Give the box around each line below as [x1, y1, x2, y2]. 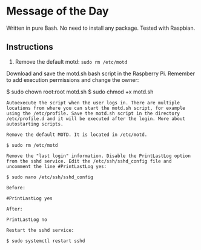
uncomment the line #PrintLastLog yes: [6, 163, 107, 169]
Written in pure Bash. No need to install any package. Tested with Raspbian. [6, 24, 196, 32]
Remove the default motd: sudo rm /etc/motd [15, 58, 128, 65]
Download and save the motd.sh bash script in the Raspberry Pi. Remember [6, 70, 196, 77]
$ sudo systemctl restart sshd [6, 238, 85, 244]
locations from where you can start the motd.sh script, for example [6, 105, 186, 111]
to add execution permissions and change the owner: [6, 76, 139, 83]
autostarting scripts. [6, 121, 64, 127]
